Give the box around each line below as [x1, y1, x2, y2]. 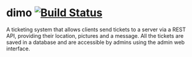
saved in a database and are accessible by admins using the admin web [6, 38, 185, 46]
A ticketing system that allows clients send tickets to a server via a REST [6, 26, 186, 33]
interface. [6, 45, 30, 52]
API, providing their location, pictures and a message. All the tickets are [6, 32, 184, 39]
